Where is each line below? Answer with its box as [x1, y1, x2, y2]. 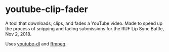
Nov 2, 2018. [5, 31, 32, 37]
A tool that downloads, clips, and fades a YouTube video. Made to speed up [5, 20, 163, 26]
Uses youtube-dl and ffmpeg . [5, 40, 67, 46]
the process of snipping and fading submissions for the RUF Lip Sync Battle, [5, 25, 164, 31]
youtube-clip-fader [5, 4, 89, 15]
